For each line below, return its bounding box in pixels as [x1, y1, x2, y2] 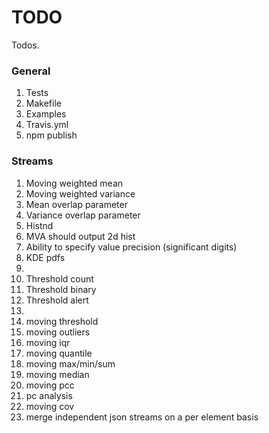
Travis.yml [25, 119, 69, 131]
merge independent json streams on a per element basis [25, 411, 259, 423]
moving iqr [25, 336, 71, 348]
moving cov [25, 400, 75, 412]
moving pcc [25, 379, 75, 391]
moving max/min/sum [25, 357, 116, 370]
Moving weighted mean [25, 177, 124, 189]
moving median [25, 368, 90, 380]
